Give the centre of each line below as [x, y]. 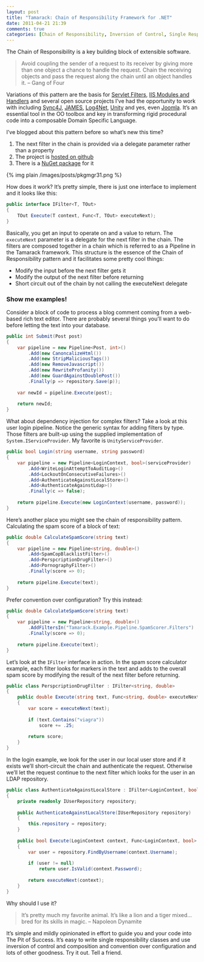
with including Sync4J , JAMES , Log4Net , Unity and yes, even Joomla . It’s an [102, 107]
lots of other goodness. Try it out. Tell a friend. [64, 952]
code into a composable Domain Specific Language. [72, 120]
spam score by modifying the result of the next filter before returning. [93, 675]
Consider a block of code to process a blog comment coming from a [92, 312]
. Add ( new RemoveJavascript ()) [66, 365]
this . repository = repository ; [68, 824]
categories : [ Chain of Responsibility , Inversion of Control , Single [96, 35]
